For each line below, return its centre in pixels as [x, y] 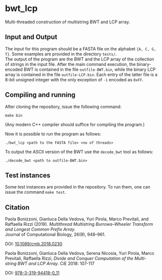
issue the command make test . [36, 192]
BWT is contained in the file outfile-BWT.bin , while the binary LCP [90, 69]
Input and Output [31, 37]
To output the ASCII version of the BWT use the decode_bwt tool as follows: [79, 152]
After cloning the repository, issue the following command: [63, 107]
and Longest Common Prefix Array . [40, 229]
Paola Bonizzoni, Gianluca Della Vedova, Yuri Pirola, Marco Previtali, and [77, 219]
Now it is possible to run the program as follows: [53, 134]
